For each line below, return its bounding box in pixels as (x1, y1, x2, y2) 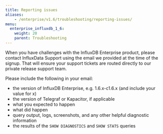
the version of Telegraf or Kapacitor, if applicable (12, 96, 115, 102)
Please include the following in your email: (5, 75, 93, 81)
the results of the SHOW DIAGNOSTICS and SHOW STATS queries (12, 122, 136, 129)
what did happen (12, 107, 48, 113)
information (12, 117, 37, 123)
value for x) (12, 91, 37, 97)
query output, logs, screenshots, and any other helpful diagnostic (12, 112, 149, 118)
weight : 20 (14, 31, 37, 36)
